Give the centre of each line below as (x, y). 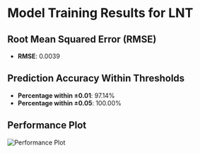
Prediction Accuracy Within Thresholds (96, 78)
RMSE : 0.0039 (39, 56)
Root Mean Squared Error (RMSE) (82, 39)
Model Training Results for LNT (100, 13)
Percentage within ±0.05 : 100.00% (69, 103)
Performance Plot (47, 125)
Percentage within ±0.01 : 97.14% (66, 95)
